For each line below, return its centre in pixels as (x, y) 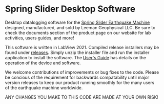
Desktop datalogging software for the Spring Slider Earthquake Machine (78, 22)
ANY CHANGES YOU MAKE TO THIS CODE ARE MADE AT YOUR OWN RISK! (82, 97)
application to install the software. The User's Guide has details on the (76, 57)
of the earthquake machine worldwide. (44, 87)
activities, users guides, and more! (40, 38)
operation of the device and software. (43, 63)
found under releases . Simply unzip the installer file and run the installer (77, 52)
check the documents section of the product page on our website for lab (78, 33)
